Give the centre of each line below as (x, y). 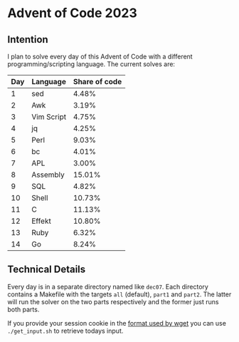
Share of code (97, 82)
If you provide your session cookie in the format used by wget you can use (117, 323)
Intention (28, 40)
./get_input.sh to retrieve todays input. (65, 331)
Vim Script (49, 117)
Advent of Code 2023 (72, 13)
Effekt (41, 221)
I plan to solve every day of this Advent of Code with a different (100, 56)
